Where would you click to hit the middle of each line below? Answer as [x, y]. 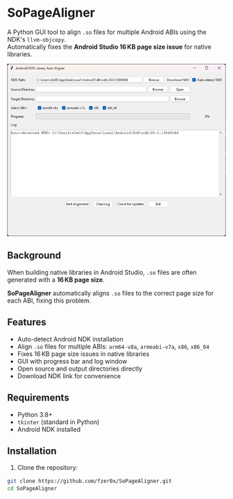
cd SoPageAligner [32, 489]
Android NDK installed [49, 429]
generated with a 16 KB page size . [56, 280]
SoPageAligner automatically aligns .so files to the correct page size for [110, 293]
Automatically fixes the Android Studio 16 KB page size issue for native [109, 46]
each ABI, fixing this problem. [49, 301]
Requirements [38, 398]
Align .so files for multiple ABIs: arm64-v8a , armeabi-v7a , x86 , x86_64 [113, 346]
